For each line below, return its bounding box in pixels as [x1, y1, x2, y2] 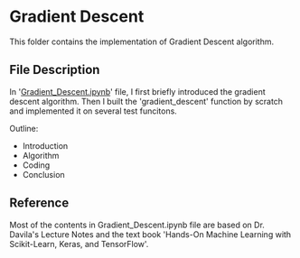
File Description [9, 62, 100, 78]
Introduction [22, 140, 69, 151]
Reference [9, 196, 70, 211]
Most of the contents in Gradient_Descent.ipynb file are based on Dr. [9, 219, 265, 230]
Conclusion [22, 169, 65, 180]
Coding [22, 160, 51, 170]
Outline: [9, 123, 39, 134]
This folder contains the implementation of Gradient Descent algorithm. [9, 36, 275, 47]
